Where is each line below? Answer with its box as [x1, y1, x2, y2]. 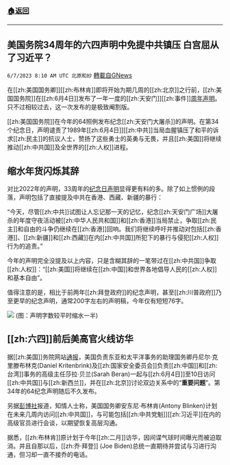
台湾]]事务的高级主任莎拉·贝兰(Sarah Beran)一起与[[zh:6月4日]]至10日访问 [7, 370, 216, 378]
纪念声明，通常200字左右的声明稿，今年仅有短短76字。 [30, 297, 188, 305]
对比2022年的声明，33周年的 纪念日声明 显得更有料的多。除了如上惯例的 [7, 184, 209, 192]
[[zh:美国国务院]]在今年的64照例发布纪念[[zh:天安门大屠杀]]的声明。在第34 [7, 118, 219, 126]
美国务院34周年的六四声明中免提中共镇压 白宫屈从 [7, 39, 219, 51]
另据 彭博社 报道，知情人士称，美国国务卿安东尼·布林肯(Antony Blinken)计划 [7, 401, 218, 410]
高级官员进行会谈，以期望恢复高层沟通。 [7, 418, 121, 427]
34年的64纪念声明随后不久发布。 [7, 387, 101, 395]
